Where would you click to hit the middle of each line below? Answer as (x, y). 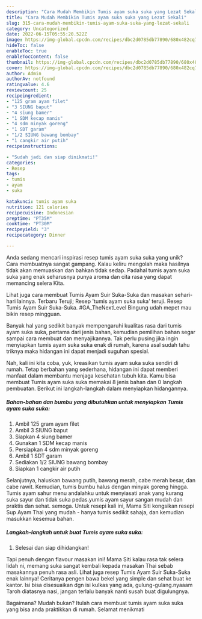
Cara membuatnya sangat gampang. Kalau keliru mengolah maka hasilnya (98, 264)
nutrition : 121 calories (37, 207)
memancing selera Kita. (35, 283)
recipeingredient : (29, 96)
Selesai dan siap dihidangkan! (52, 547)
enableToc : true (26, 51)
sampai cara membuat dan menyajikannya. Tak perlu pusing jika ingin (92, 338)
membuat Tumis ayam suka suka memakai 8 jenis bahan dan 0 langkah (94, 382)
